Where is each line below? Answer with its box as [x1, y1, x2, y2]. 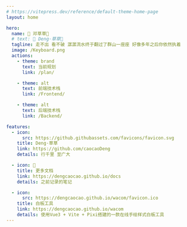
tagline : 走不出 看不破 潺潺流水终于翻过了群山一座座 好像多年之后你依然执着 [11, 42, 181, 48]
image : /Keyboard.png [11, 47, 66, 54]
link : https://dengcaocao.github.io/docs [17, 173, 121, 179]
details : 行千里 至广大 [17, 151, 70, 158]
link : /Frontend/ [21, 91, 66, 97]
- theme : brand [17, 58, 55, 64]
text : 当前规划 [21, 64, 57, 70]
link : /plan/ [21, 69, 55, 75]
